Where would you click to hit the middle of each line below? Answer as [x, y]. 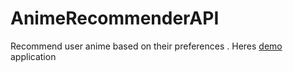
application [33, 56]
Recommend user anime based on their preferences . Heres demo [146, 46]
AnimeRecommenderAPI [115, 18]
